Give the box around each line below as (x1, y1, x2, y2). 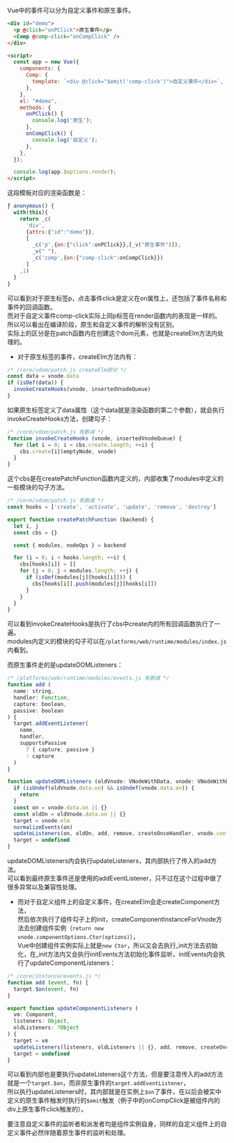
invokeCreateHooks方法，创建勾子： (7, 414, 113, 422)
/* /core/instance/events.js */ (7, 973, 101, 980)
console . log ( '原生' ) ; (32, 117, 93, 124)
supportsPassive (19, 739, 68, 746)
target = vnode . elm (13, 817, 70, 824)
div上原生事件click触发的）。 (7, 1105, 88, 1114)
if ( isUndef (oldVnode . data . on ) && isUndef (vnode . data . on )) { (13, 785, 195, 792)
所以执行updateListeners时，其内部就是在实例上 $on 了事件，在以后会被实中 (7, 1088, 221, 1096)
